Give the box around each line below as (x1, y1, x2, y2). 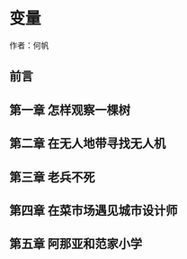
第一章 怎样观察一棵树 (9, 102, 130, 117)
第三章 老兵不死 (9, 169, 95, 185)
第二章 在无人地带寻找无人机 (9, 136, 166, 152)
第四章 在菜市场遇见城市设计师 (9, 202, 178, 217)
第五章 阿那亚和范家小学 (9, 236, 142, 252)
